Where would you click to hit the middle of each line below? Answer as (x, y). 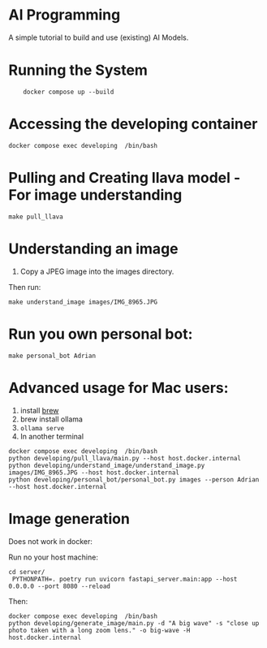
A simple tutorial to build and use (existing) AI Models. (99, 37)
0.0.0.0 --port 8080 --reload (60, 586)
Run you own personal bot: (101, 334)
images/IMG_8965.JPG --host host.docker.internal (94, 473)
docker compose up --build (69, 92)
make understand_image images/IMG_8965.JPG (83, 302)
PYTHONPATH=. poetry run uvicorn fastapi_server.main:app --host (125, 579)
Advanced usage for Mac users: (118, 388)
